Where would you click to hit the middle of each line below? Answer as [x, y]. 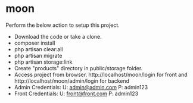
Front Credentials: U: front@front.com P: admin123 [76, 93]
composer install [35, 43]
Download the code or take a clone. [58, 36]
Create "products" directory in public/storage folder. [78, 68]
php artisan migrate [38, 55]
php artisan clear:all [38, 49]
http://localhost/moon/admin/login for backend [71, 81]
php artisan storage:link [43, 62]
